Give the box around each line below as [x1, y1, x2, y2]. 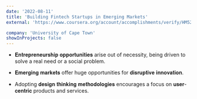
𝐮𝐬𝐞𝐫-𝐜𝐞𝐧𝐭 [172, 81, 187, 88]
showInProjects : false [6, 36, 62, 41]
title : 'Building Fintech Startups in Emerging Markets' [6, 14, 148, 20]
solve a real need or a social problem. [14, 58, 106, 65]
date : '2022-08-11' [6, 8, 54, 15]
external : [6, 19, 30, 25]
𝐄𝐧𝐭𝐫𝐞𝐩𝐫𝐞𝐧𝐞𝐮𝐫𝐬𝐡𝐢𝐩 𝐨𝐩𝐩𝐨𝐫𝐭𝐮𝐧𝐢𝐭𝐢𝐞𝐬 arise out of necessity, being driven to [14, 51, 186, 58]
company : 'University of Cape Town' [6, 30, 96, 36]
